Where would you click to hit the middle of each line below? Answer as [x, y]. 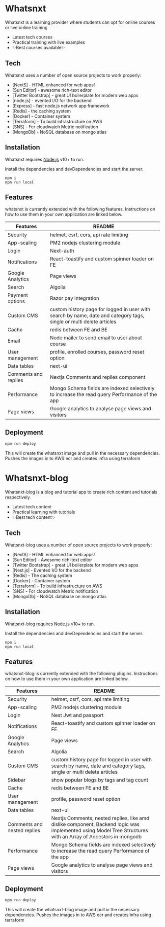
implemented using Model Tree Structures [100, 830]
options [16, 301]
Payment [18, 295]
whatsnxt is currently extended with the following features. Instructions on [80, 209]
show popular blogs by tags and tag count [100, 780]
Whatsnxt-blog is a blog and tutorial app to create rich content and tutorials [81, 492]
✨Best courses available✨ [39, 47]
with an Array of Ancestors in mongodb [96, 837]
